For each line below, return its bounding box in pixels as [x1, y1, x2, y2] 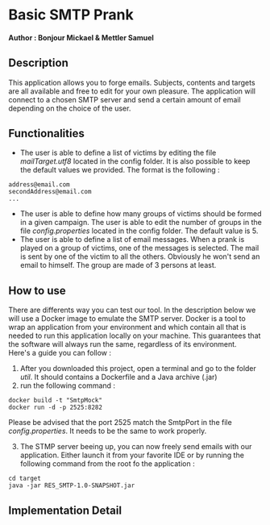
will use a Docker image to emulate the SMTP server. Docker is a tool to [8, 314, 246, 323]
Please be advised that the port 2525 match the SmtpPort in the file [8, 418, 232, 427]
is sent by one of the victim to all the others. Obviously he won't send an [19, 252, 260, 261]
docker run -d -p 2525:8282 [8, 403, 103, 412]
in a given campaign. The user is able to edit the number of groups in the [19, 218, 262, 227]
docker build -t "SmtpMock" [8, 397, 103, 405]
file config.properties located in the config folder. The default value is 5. [19, 226, 259, 235]
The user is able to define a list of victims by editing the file [19, 148, 217, 158]
